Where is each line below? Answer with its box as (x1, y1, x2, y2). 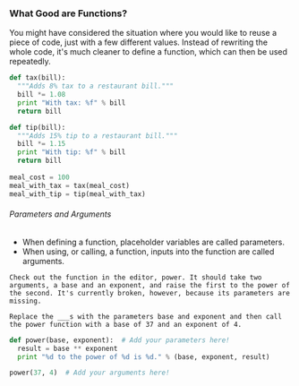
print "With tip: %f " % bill (17, 148, 126, 157)
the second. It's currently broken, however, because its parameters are (9, 288, 291, 297)
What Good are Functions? (9, 7, 128, 20)
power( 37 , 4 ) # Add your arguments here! (9, 368, 170, 378)
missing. (9, 296, 42, 305)
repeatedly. (9, 56, 51, 67)
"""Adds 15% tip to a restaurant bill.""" (17, 131, 178, 141)
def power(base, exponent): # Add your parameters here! (9, 335, 230, 345)
